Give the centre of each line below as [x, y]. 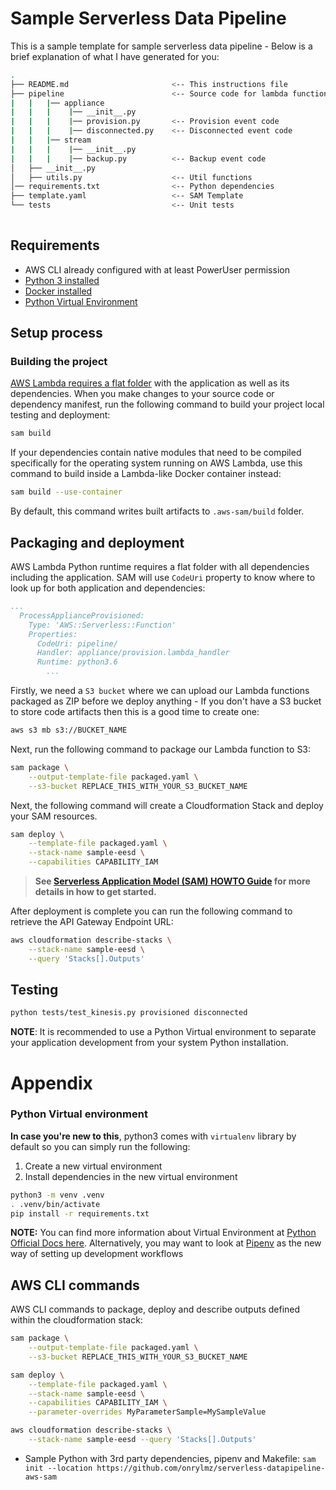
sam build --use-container [66, 492]
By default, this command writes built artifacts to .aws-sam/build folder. [157, 511]
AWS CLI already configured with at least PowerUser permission [157, 269]
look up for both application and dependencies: [108, 588]
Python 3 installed [62, 280]
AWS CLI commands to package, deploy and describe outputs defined [155, 1309]
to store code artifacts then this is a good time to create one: [135, 711]
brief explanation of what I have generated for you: [115, 56]
